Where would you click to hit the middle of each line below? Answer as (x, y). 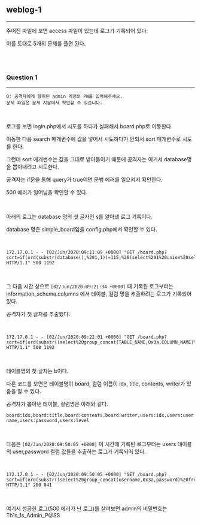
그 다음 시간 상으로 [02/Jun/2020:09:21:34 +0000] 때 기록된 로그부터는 (90, 287)
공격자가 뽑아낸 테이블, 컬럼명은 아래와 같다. (57, 404)
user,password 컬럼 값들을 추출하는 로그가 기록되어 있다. (79, 451)
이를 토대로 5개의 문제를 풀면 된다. (46, 43)
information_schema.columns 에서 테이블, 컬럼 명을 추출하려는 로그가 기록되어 (99, 294)
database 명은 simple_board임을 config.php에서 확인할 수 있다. (82, 230)
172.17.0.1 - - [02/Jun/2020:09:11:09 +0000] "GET (71, 252)
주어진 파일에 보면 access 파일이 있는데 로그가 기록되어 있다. (77, 31)
